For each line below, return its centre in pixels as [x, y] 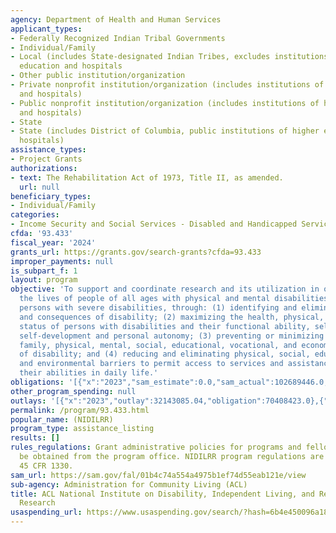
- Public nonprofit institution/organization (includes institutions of [165, 103]
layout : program [44, 280]
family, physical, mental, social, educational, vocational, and [158, 345]
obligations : [37, 382]
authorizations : [44, 168]
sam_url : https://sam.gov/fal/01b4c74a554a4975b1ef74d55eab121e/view [158, 475]
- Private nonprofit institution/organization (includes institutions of [167, 85]
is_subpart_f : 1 [44, 271]
